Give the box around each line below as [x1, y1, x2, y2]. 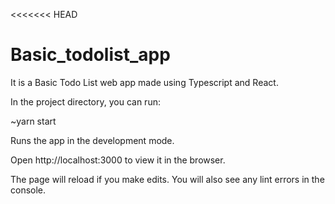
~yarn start [10, 115, 57, 127]
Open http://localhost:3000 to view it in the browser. [10, 154, 226, 166]
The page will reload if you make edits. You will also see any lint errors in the [10, 173, 325, 185]
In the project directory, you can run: [10, 95, 161, 108]
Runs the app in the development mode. [10, 134, 175, 146]
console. [10, 184, 47, 196]
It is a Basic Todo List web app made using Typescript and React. [10, 76, 279, 88]
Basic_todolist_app [10, 44, 171, 66]
